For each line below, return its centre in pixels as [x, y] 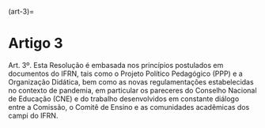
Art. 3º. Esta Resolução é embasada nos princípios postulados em [116, 65]
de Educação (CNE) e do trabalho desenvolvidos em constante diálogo [124, 99]
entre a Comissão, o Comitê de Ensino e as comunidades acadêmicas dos [129, 107]
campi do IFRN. [33, 115]
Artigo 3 [36, 43]
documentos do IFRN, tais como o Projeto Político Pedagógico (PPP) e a [125, 73]
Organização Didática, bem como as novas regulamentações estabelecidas [131, 81]
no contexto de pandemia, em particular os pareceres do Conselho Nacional [132, 90]
